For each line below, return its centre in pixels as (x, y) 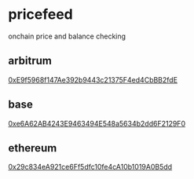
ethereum (33, 148)
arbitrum (30, 61)
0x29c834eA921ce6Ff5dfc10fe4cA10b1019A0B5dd (90, 167)
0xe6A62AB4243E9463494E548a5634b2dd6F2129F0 (97, 123)
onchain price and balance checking (67, 36)
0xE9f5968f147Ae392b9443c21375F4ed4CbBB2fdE (93, 79)
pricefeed (40, 15)
